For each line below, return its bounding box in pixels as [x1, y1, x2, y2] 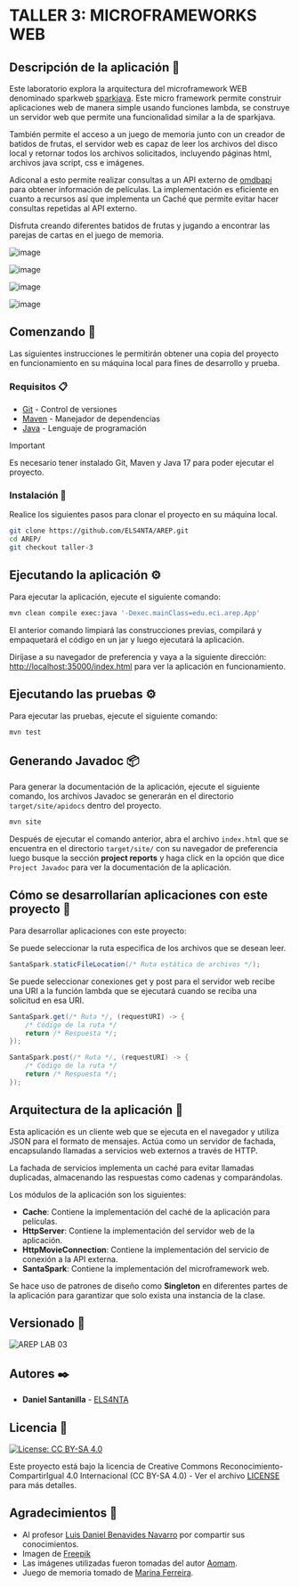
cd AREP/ [9, 535, 42, 544]
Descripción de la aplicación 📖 [9, 60, 181, 75]
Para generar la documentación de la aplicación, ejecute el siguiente [9, 781, 261, 793]
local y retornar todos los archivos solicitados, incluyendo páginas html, [9, 148, 272, 159]
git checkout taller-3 [9, 543, 93, 552]
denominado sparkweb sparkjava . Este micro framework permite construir [9, 93, 282, 103]
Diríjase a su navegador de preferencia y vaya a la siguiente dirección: [9, 651, 267, 662]
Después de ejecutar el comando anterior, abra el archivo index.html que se [9, 834, 289, 844]
